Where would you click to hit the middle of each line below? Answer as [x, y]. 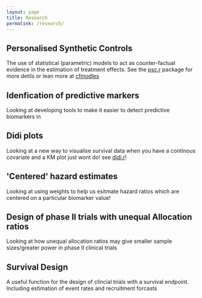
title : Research [27, 18]
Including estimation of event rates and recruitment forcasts [82, 288]
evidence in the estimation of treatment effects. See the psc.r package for [99, 70]
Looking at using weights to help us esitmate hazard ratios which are [93, 191]
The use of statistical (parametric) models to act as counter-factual [91, 63]
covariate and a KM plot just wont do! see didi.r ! [67, 157]
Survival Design [37, 267]
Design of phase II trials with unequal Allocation [99, 217]
